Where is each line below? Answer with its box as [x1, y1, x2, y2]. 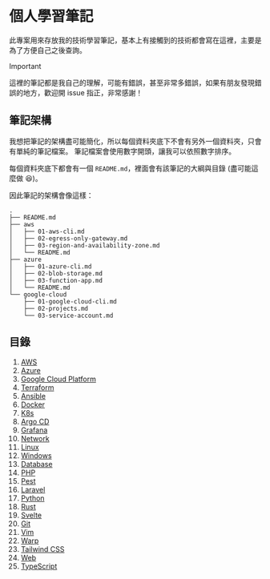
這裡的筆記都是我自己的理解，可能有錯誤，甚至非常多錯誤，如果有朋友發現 [9, 78, 255, 87]
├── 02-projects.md [23, 304, 89, 312]
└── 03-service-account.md [23, 312, 114, 320]
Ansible [20, 391, 46, 400]
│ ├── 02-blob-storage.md [9, 269, 103, 277]
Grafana [20, 425, 48, 435]
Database [20, 459, 53, 468]
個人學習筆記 [9, 7, 95, 26]
